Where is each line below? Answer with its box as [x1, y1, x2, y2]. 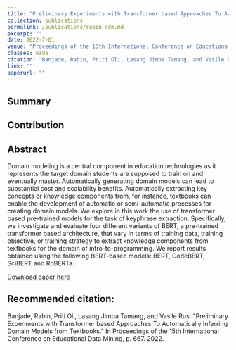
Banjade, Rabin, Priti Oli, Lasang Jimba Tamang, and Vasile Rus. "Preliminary [7, 311, 229, 320]
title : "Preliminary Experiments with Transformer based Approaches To [7, 10, 221, 18]
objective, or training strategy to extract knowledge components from [7, 237, 209, 245]
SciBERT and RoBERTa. [7, 259, 75, 268]
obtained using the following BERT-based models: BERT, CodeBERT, [7, 251, 205, 261]
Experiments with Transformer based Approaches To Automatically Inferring [7, 319, 228, 327]
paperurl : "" [7, 69, 46, 76]
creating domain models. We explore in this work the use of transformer [7, 207, 216, 215]
